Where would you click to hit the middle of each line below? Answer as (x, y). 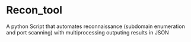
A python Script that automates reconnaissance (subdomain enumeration (95, 26)
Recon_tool (34, 10)
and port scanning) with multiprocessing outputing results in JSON (87, 32)
